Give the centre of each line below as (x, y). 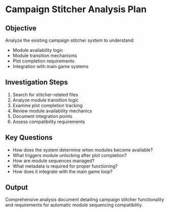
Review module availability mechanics (52, 111)
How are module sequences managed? (54, 161)
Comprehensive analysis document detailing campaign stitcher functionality (85, 200)
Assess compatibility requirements (49, 121)
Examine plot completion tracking (47, 105)
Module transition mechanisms (45, 55)
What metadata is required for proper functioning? (65, 166)
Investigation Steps (37, 82)
